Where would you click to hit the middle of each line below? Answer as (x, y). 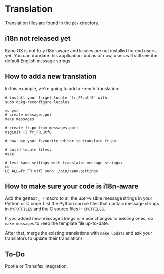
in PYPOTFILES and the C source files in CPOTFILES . (55, 209)
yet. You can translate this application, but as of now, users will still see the (81, 55)
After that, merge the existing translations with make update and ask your (79, 233)
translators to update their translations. (44, 238)
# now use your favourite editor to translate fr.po (61, 141)
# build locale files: (28, 150)
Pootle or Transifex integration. (37, 266)
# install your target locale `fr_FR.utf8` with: (57, 98)
